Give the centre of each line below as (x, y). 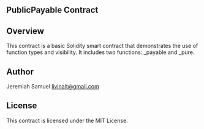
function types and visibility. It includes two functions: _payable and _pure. (100, 52)
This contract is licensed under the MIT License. (67, 120)
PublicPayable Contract (52, 10)
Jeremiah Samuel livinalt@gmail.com (53, 87)
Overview (25, 31)
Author (20, 72)
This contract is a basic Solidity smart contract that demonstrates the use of (102, 46)
